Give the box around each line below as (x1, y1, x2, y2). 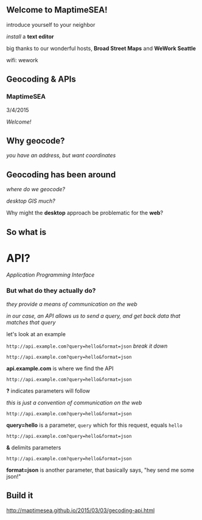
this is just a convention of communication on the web (6, 399, 142, 406)
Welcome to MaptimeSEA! (6, 5, 108, 15)
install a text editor (6, 33, 54, 40)
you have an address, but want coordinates (6, 152, 116, 159)
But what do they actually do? (6, 286, 96, 295)
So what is (6, 227, 47, 237)
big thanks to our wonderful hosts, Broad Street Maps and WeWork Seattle (6, 44, 197, 52)
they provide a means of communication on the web (6, 300, 138, 307)
